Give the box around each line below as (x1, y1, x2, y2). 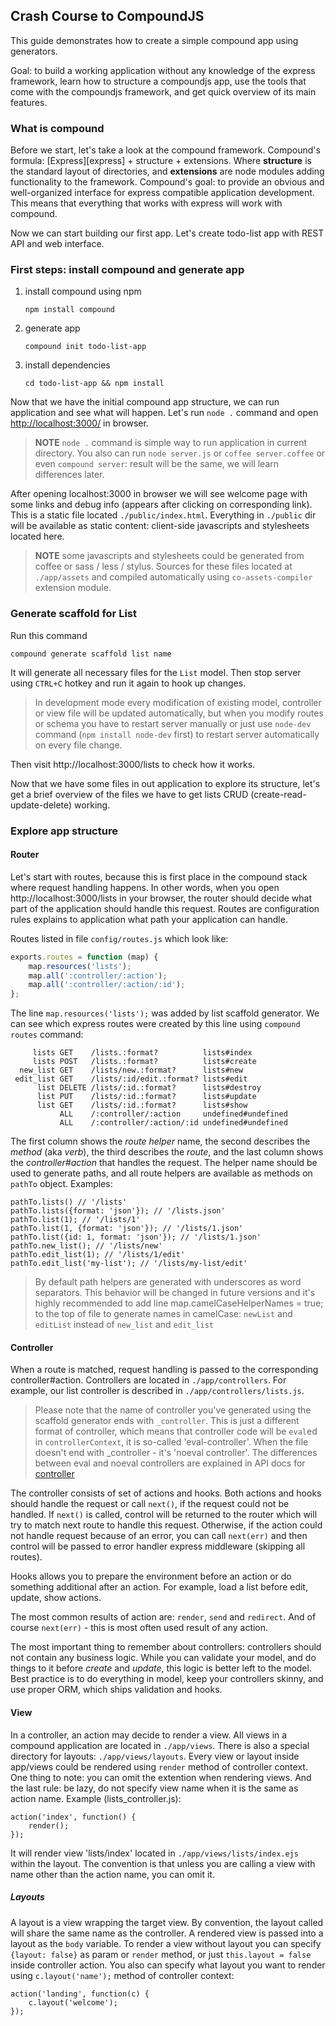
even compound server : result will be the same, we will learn (34, 458, 280, 470)
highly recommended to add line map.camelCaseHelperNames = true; (34, 1297, 324, 1309)
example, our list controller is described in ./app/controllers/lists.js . (10, 1385, 305, 1397)
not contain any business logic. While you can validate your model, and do (10, 1652, 317, 1664)
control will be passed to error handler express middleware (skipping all (10, 1540, 306, 1553)
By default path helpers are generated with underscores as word (34, 1276, 302, 1288)
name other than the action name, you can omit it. (10, 1868, 215, 1880)
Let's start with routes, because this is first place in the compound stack (10, 870, 308, 883)
